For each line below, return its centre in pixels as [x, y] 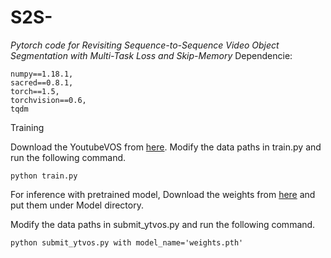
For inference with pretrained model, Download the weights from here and [163, 194]
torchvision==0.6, [48, 100]
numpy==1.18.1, [42, 74]
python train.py [44, 176]
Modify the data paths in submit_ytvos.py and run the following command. [163, 224]
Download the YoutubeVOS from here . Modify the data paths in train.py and [166, 147]
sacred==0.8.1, [42, 82]
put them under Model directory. [77, 205]
